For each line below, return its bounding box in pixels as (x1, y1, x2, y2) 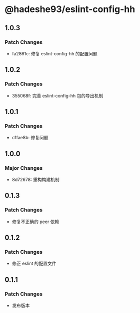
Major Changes (4, 164, 43, 171)
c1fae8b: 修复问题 (11, 135, 48, 141)
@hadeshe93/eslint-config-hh (4, 4, 135, 15)
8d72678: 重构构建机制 (11, 176, 59, 182)
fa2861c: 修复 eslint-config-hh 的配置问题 (11, 50, 98, 56)
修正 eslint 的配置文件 (11, 260, 56, 267)
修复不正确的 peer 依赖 (11, 219, 59, 225)
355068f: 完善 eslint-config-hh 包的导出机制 (11, 92, 103, 98)
